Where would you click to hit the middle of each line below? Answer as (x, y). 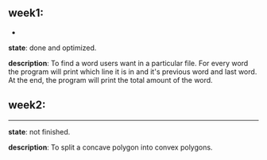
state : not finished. (39, 131)
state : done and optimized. (52, 48)
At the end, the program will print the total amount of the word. (110, 80)
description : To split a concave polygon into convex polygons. (110, 147)
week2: (27, 105)
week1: (26, 13)
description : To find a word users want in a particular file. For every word (128, 63)
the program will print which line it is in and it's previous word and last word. (133, 72)
